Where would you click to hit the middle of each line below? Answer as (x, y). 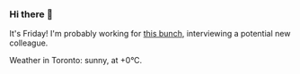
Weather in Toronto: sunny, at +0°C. (76, 61)
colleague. (29, 43)
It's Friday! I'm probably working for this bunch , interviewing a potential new (150, 34)
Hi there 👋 (31, 14)
